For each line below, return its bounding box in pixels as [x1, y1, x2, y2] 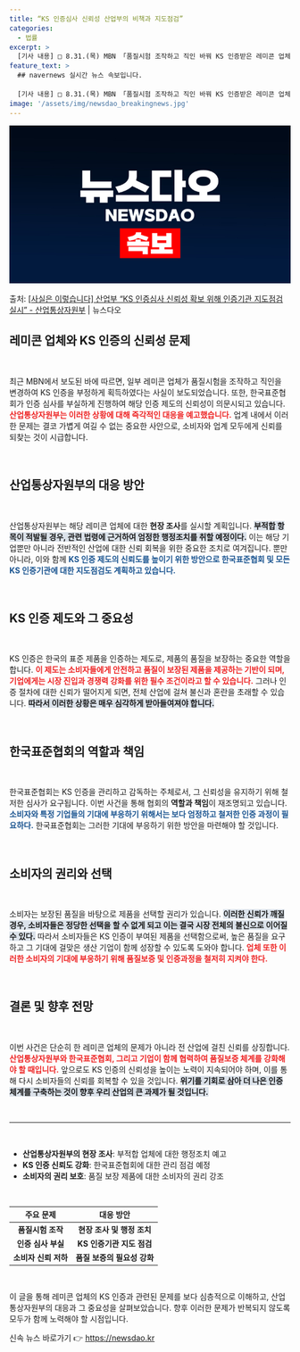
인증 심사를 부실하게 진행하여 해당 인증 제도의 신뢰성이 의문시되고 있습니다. [25, 398, 286, 409]
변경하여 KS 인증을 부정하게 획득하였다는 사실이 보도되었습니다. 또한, [9, 386, 248, 397]
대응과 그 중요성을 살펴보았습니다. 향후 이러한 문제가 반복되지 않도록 [54, 1302, 291, 1313]
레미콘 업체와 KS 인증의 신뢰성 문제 [9, 333, 190, 348]
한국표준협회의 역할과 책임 [9, 743, 145, 759]
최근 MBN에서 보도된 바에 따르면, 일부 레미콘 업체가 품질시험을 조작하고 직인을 [9, 376, 282, 386]
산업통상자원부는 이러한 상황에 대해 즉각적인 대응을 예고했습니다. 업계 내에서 [9, 409, 272, 419]
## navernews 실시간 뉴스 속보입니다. [17, 71, 143, 80]
